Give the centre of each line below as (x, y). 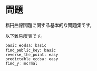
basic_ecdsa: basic (26, 45)
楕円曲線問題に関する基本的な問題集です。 (50, 25)
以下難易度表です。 (25, 36)
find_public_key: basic (31, 50)
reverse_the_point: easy (32, 54)
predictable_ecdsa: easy (32, 59)
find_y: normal (21, 63)
